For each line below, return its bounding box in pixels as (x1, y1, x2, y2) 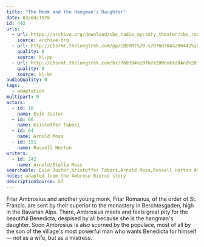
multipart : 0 (6, 94, 39, 100)
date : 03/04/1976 (6, 15, 50, 21)
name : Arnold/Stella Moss (17, 162, 83, 168)
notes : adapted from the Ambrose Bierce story (6, 173, 126, 179)
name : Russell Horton (17, 144, 72, 151)
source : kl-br (17, 71, 53, 77)
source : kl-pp (17, 54, 53, 60)
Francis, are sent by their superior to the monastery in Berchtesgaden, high (6, 201, 194, 209)
